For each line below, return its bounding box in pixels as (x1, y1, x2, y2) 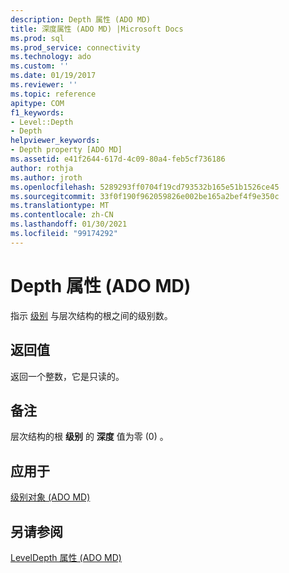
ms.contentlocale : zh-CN (10, 210, 114, 220)
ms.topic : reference (10, 89, 97, 99)
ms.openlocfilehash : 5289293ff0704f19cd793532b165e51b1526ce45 (10, 182, 280, 192)
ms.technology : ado (10, 52, 92, 62)
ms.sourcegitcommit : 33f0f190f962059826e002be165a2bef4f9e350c (10, 191, 280, 201)
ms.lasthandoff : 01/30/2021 (10, 219, 128, 230)
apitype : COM (10, 98, 65, 108)
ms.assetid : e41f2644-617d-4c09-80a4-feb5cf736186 (10, 154, 226, 164)
